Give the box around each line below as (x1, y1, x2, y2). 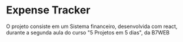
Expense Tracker (6, 3, 91, 17)
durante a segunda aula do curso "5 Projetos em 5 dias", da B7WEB (6, 29, 170, 36)
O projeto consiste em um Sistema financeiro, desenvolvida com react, (6, 23, 178, 30)
